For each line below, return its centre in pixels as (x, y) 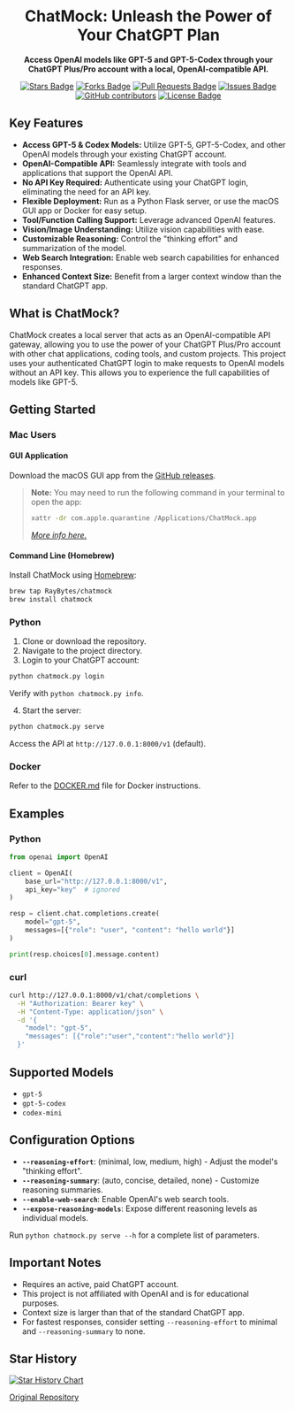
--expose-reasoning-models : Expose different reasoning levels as (140, 1208)
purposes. (41, 1303)
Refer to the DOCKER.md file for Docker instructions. (105, 786)
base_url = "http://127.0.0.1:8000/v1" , (96, 881)
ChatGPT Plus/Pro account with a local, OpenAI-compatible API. (148, 69)
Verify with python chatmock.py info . (76, 694)
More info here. (59, 535)
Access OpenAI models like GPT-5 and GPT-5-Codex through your (148, 59)
